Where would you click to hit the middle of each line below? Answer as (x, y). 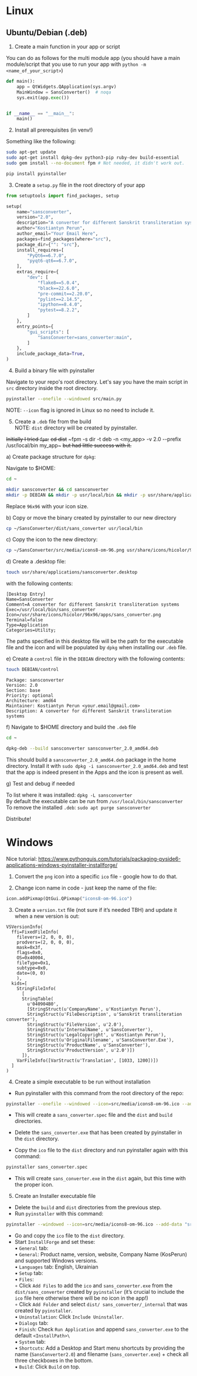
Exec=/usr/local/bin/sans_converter (51, 610)
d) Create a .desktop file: (36, 562)
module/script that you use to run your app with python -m (76, 64)
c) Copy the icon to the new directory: (52, 539)
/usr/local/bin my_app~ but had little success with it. (69, 445)
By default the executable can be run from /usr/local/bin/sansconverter (94, 801)
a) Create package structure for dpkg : (51, 457)
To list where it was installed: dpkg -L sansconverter (69, 795)
